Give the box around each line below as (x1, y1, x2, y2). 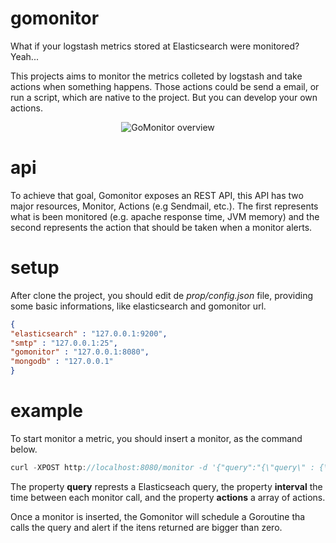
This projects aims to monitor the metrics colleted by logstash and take (10, 70, 303, 82)
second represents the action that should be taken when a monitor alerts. (10, 221, 313, 233)
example (10, 400, 84, 422)
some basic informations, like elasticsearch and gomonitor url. (10, 300, 267, 312)
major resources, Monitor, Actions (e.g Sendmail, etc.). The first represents (10, 200, 319, 212)
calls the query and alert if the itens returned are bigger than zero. (10, 521, 283, 533)
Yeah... (10, 50, 39, 62)
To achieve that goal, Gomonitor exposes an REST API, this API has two (10, 189, 304, 201)
